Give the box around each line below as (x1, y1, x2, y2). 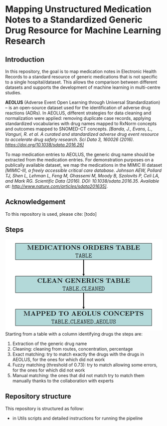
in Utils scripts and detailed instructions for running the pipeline (12, 415, 143, 421)
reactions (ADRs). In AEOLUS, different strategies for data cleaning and (5, 110, 152, 116)
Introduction (5, 55, 45, 63)
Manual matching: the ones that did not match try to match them (12, 372, 145, 378)
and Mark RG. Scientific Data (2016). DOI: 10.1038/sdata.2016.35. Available (5, 178, 160, 184)
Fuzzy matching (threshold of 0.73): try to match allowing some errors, (12, 362, 158, 368)
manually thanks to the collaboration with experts (12, 378, 114, 384)
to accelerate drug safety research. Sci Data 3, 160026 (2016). (5, 136, 134, 142)
